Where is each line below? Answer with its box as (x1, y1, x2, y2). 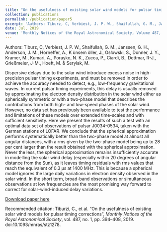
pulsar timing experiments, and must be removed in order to (25, 75, 148, 81)
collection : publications (5, 12, 59, 17)
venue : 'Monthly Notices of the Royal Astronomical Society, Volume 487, (5, 30, 162, 35)
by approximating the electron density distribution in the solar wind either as (5, 91, 162, 97)
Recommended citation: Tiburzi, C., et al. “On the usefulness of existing (5, 206, 152, 212)
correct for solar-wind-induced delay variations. (5, 187, 103, 192)
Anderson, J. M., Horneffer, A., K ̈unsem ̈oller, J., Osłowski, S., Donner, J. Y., (5, 49, 160, 55)
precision (5, 75, 24, 81)
